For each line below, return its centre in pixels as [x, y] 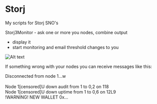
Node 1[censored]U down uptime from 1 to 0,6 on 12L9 [60, 92]
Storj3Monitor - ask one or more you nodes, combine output [66, 32]
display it [21, 42]
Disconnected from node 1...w [36, 76]
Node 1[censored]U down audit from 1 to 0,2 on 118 [57, 86]
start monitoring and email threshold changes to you [65, 47]
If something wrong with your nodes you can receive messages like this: [78, 66]
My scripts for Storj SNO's [32, 23]
